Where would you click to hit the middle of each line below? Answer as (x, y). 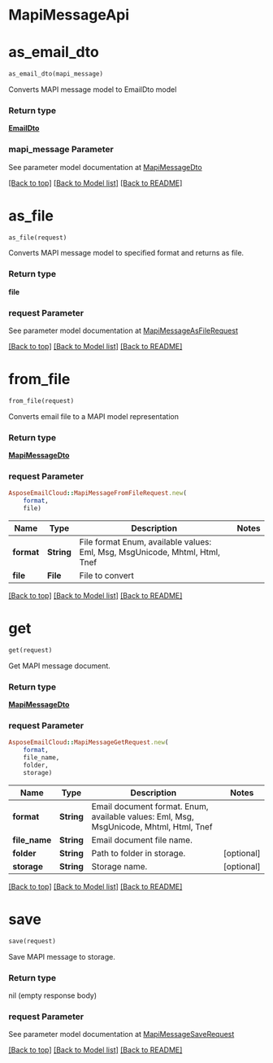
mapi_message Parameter (61, 150)
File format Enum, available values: (145, 542)
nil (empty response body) (53, 995)
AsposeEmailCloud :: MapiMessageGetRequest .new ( (89, 742)
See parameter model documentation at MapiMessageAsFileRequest (123, 330)
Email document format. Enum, (150, 806)
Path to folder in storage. (139, 853)
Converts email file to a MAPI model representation (93, 416)
